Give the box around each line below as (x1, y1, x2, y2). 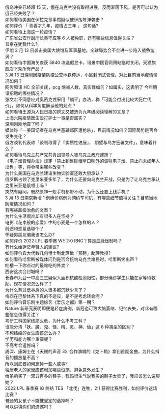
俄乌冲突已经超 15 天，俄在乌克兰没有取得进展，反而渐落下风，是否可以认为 (5, 4, 158, 10)
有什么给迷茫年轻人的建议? (5, 244, 59, 250)
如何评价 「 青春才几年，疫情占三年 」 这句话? (5, 23, 98, 29)
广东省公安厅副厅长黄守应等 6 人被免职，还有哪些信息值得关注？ (5, 35, 135, 41)
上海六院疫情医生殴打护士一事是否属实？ (5, 115, 87, 120)
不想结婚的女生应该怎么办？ (5, 330, 61, 336)
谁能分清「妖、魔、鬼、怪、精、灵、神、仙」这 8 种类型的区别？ (5, 324, 135, 329)
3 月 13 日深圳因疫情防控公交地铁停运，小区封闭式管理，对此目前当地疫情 (5, 72, 154, 78)
